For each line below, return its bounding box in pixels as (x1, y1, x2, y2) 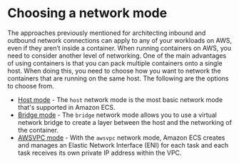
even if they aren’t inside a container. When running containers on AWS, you (7, 43, 232, 52)
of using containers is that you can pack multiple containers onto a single (7, 58, 223, 67)
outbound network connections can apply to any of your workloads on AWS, (7, 36, 232, 44)
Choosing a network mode (7, 5, 168, 21)
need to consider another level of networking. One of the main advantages (7, 51, 227, 60)
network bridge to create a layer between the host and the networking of (17, 118, 232, 126)
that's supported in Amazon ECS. (17, 103, 116, 111)
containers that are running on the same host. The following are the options (7, 73, 229, 83)
